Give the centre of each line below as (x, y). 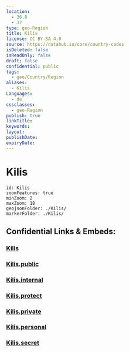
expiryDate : (20, 143)
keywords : (18, 127)
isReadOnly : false (28, 55)
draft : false (22, 61)
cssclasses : (20, 104)
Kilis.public (23, 264)
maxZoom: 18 (20, 203)
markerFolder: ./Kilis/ (35, 213)
